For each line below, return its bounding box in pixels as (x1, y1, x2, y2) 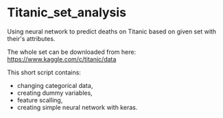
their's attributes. (7, 34, 56, 42)
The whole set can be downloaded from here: (7, 48, 136, 56)
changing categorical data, (16, 81, 93, 89)
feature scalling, (16, 95, 63, 104)
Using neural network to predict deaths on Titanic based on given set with (7, 27, 217, 35)
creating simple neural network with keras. (16, 103, 138, 111)
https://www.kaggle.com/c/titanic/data (7, 55, 117, 63)
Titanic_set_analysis (7, 5, 127, 20)
